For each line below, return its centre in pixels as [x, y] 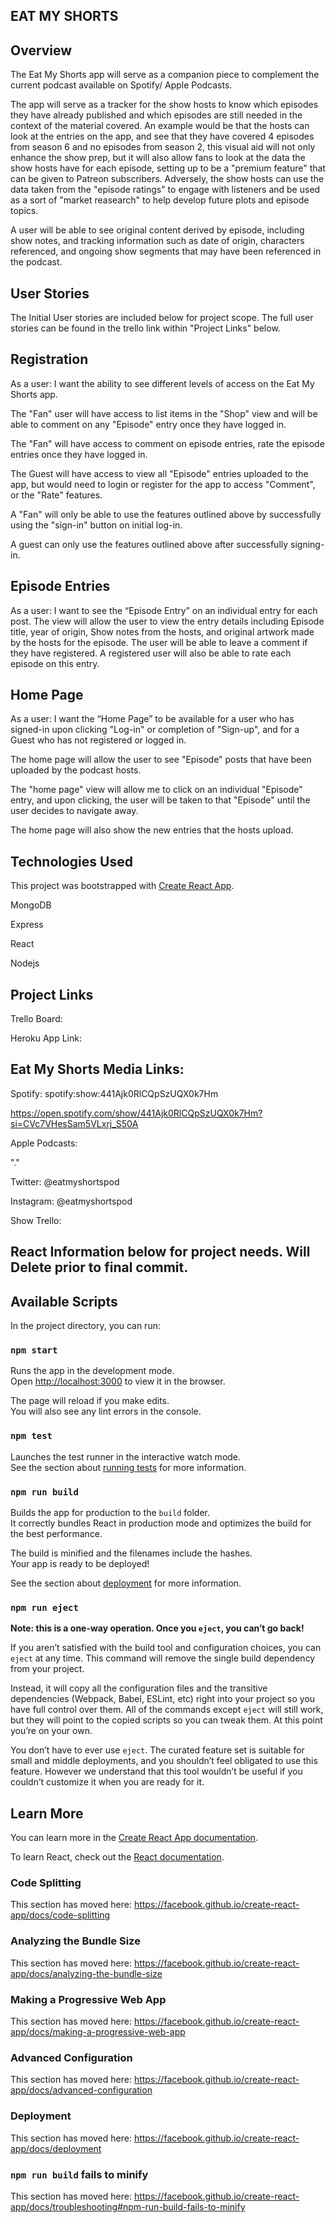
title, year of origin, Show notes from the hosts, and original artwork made [162, 631]
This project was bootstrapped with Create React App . [122, 886]
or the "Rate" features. [56, 495]
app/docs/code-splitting [60, 1915]
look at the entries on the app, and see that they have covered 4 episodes [162, 136]
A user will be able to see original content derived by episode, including [157, 230]
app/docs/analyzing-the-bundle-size [86, 1973]
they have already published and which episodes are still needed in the [156, 115]
